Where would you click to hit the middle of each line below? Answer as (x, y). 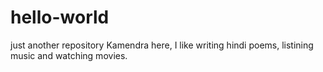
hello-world (60, 17)
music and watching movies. (69, 55)
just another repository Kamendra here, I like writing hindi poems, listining (162, 45)
